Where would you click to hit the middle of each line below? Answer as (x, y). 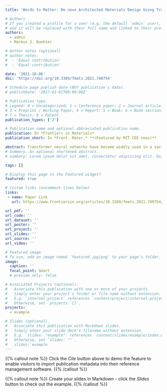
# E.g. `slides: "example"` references (49, 335)
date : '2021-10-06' (25, 74)
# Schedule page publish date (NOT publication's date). (65, 88)
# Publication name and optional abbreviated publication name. (73, 129)
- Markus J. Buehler (31, 42)
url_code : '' (19, 215)
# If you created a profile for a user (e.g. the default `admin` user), (83, 23)
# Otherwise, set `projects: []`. (43, 303)
